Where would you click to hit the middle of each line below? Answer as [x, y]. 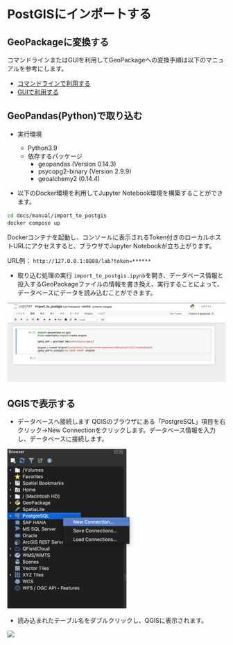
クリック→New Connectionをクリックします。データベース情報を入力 [116, 430]
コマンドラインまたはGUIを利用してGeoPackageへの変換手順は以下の [107, 60]
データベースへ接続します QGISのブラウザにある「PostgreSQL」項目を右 [121, 421]
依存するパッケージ [55, 156]
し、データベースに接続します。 [62, 438]
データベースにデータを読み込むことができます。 [87, 293]
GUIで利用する [38, 92]
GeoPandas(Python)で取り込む [75, 116]
